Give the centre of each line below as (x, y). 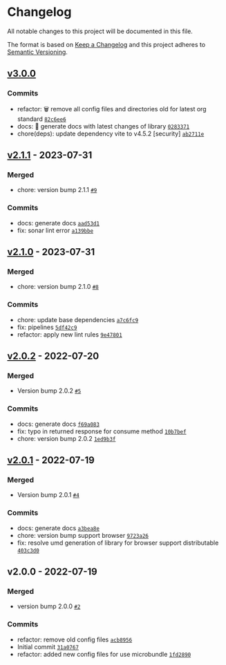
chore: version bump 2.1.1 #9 (57, 190)
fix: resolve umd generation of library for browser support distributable (118, 543)
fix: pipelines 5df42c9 (47, 327)
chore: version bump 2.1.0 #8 (58, 287)
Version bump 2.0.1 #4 (48, 495)
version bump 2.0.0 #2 (49, 606)
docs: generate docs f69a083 (58, 424)
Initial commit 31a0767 (48, 646)
